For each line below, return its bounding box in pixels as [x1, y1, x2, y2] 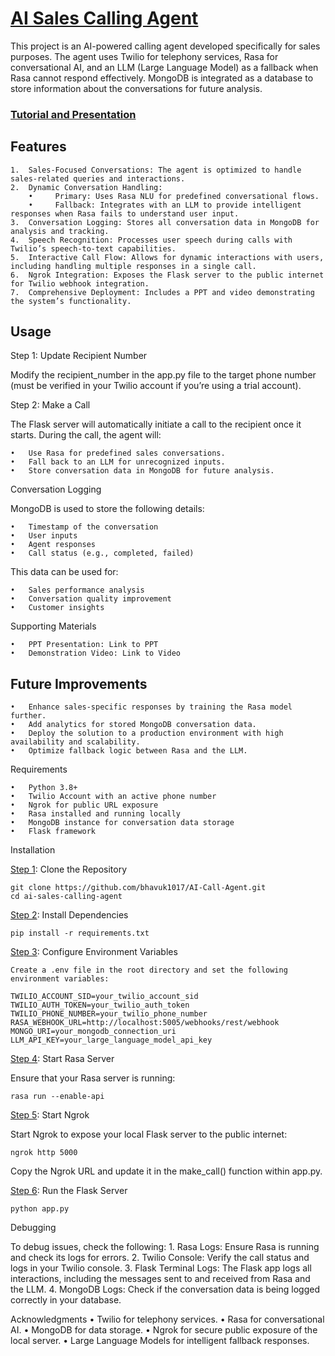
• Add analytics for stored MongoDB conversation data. [10, 720, 257, 730]
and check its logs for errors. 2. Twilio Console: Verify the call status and [10, 1252, 310, 1264]
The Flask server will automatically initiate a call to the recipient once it [10, 418, 302, 431]
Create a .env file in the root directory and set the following [10, 965, 288, 976]
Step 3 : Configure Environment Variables [10, 946, 178, 958]
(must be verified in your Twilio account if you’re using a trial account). [10, 380, 302, 392]
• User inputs [10, 531, 78, 541]
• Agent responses [10, 540, 97, 550]
